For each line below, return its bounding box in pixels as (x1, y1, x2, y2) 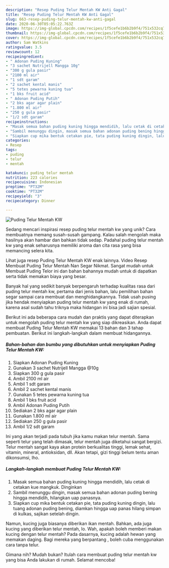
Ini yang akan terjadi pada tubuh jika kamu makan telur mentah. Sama (6, 433, 149, 439)
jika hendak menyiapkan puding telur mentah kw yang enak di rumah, (6, 299, 149, 305)
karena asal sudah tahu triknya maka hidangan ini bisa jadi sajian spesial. (6, 304, 156, 310)
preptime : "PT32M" (6, 184, 44, 190)
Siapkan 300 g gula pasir (13, 370, 65, 376)
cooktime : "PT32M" (6, 189, 44, 194)
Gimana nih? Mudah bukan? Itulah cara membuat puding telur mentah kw (6, 551, 157, 557)
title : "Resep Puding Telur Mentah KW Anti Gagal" (6, 12, 114, 17)
